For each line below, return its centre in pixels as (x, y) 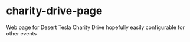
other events (22, 33)
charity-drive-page (54, 11)
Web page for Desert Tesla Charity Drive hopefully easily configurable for (95, 27)
